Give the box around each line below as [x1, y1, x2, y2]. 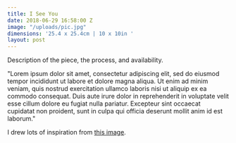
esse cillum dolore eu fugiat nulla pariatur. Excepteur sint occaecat [7, 99, 201, 108]
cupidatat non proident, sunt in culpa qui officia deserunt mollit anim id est [7, 107, 223, 116]
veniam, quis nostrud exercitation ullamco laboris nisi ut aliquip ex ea [7, 85, 207, 93]
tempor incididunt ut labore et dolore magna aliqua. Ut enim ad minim [7, 77, 209, 85]
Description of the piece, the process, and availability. [7, 56, 163, 64]
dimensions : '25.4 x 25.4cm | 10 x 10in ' [7, 30, 134, 37]
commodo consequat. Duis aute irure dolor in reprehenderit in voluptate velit [7, 92, 229, 101]
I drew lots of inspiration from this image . [7, 128, 127, 137]
